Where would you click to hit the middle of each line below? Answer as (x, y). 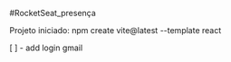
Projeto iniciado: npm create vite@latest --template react (115, 30)
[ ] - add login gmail (46, 48)
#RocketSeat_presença (53, 13)
